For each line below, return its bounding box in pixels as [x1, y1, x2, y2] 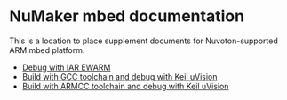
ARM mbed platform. [9, 44, 85, 55]
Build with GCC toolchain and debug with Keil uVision [21, 71, 218, 81]
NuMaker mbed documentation [9, 6, 245, 27]
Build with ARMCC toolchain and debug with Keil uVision [21, 81, 229, 91]
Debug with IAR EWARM [21, 62, 111, 73]
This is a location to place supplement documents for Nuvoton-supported [9, 35, 278, 46]
